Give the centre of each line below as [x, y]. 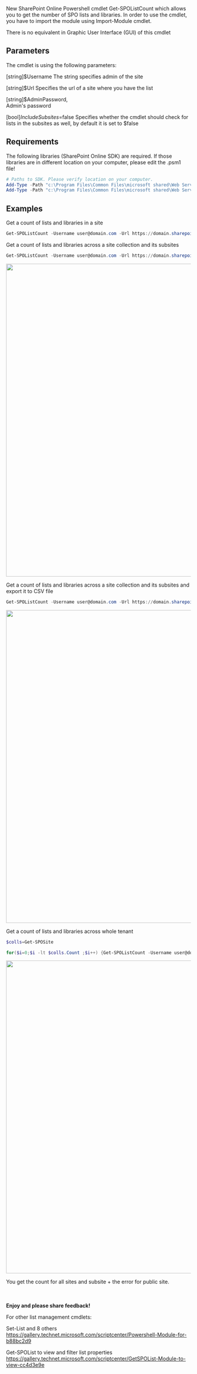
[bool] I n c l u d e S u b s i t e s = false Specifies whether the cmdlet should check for [97, 117]
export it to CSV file [30, 591]
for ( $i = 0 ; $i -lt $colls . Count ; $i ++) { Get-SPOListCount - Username [89, 953]
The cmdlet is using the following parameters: [62, 65]
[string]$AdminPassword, [37, 99]
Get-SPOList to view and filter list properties [59, 1353]
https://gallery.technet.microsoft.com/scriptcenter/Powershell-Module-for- [96, 1335]
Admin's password [29, 105]
